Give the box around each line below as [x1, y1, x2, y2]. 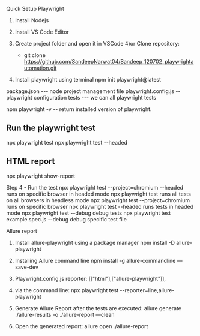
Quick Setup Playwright [6, 5, 65, 12]
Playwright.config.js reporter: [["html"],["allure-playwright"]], [14, 275, 166, 282]
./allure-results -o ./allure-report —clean [14, 311, 115, 318]
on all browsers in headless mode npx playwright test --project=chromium [6, 196, 190, 203]
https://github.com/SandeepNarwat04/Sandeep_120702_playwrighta [23, 58, 194, 65]
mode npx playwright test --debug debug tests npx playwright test [6, 209, 171, 217]
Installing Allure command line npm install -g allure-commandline [14, 257, 176, 264]
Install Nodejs [14, 17, 49, 23]
